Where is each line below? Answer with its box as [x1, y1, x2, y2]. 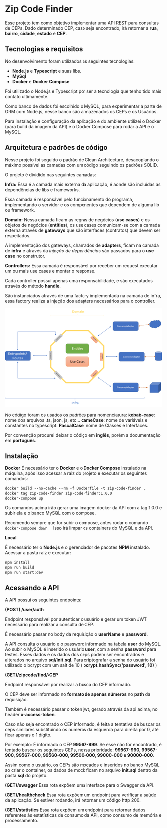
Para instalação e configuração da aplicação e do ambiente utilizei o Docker [5, 118, 161, 124]
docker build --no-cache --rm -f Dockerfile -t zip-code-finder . [5, 486, 146, 491]
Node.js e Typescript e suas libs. [12, 68, 81, 74]
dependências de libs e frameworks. [5, 186, 80, 193]
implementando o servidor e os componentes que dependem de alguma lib [5, 201, 159, 208]
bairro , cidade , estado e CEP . [5, 30, 67, 36]
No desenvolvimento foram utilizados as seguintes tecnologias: [5, 58, 135, 64]
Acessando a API [5, 583, 59, 592]
